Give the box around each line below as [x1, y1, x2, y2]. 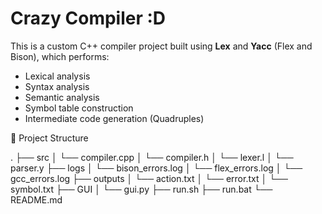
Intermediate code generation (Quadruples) [24, 112, 205, 124]
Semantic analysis [24, 91, 100, 103]
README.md [10, 193, 63, 206]
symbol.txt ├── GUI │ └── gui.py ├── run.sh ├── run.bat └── [10, 183, 273, 195]
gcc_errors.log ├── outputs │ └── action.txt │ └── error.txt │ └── [10, 172, 288, 184]
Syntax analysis [24, 80, 90, 92]
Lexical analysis [24, 70, 91, 82]
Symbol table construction [24, 102, 134, 114]
